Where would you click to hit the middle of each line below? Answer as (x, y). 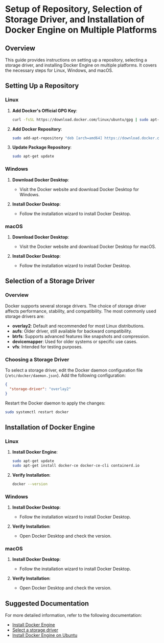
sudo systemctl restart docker (37, 412)
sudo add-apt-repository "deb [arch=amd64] (57, 138)
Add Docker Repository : (37, 129)
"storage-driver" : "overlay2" (40, 389)
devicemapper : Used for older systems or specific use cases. (75, 341)
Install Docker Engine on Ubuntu (45, 635)
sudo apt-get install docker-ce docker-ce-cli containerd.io (76, 465)
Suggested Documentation (47, 603)
